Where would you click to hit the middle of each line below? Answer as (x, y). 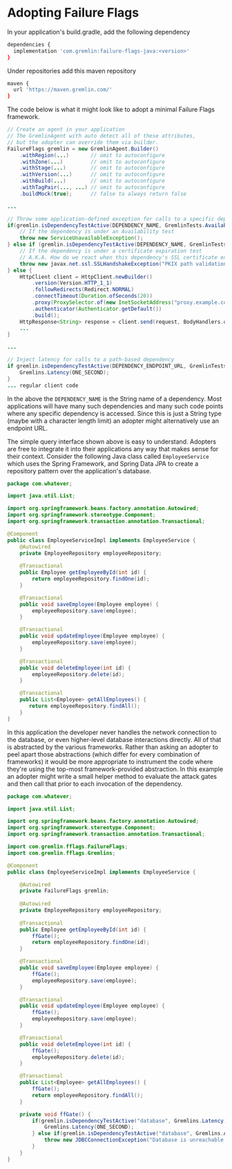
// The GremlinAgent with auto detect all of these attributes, (101, 136)
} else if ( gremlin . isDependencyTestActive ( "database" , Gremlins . (128, 1134)
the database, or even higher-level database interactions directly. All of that (114, 739)
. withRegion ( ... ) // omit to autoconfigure (93, 155)
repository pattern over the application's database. (79, 471)
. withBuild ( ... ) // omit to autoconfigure (93, 181)
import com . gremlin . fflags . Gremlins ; (61, 853)
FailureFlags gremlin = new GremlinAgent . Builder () (83, 149)
